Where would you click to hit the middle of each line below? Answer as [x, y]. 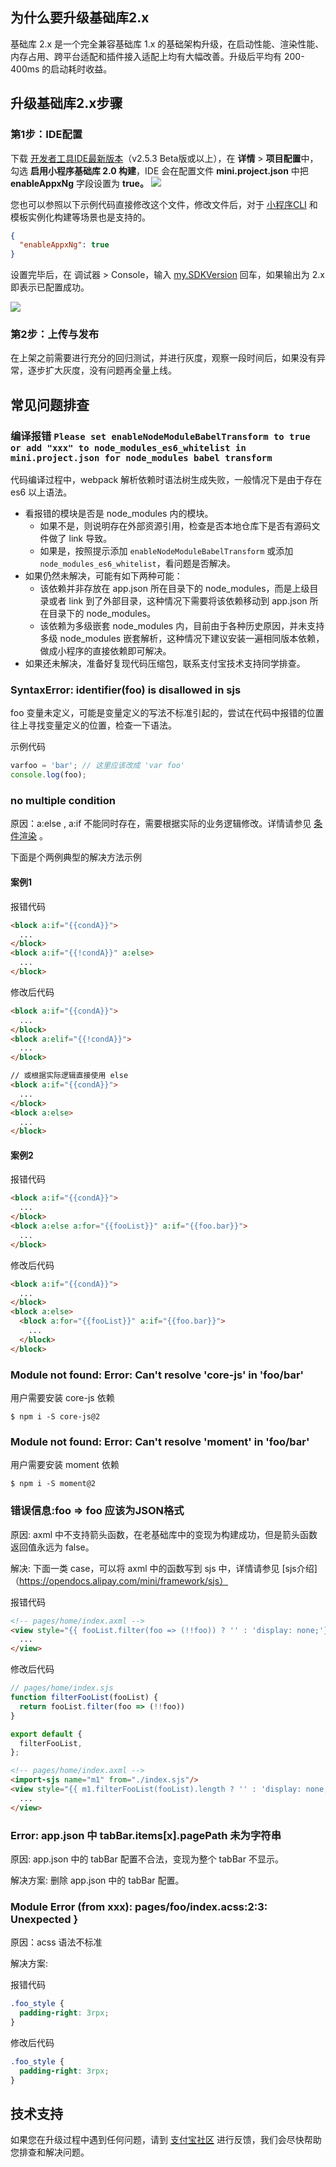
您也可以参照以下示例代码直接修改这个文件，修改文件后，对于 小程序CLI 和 [164, 204]
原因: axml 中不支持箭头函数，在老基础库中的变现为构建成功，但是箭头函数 [164, 1534]
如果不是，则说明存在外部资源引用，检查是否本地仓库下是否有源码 [175, 526]
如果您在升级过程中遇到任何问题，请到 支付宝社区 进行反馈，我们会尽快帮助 [166, 2140]
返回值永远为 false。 [52, 1547]
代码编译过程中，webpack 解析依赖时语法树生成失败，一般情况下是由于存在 [166, 480]
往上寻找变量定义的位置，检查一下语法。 [93, 725]
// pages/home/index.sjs [62, 1688]
